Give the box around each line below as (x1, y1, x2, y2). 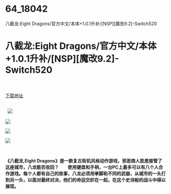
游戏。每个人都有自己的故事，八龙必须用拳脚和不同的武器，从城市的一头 (9, 170, 161, 176)
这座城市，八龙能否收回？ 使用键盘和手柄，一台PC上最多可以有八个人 (5, 164, 159, 170)
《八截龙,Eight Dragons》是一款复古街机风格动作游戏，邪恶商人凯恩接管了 (5, 157, 162, 163)
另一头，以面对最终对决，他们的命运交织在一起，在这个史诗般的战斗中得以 (9, 177, 166, 183)
